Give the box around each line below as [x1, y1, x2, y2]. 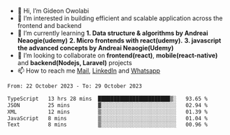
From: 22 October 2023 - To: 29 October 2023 [7, 83, 142, 90]
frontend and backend [17, 22, 82, 29]
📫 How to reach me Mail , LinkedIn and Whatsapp [17, 66, 161, 75]
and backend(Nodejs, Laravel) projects [17, 59, 133, 66]
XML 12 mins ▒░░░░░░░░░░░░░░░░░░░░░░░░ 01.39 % [7, 108, 208, 115]
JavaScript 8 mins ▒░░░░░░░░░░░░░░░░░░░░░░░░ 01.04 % [7, 115, 208, 122]
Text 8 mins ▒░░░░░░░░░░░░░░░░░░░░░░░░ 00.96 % [7, 121, 208, 129]
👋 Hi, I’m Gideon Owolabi [17, 7, 89, 15]
